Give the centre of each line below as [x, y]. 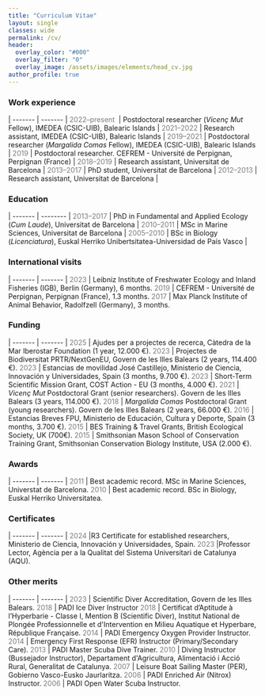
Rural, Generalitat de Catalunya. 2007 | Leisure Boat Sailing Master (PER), [128, 666]
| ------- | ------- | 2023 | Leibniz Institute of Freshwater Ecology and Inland [132, 279]
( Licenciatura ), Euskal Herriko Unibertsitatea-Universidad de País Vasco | [128, 242]
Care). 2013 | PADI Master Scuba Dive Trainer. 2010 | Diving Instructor [122, 649]
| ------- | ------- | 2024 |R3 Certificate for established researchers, [119, 536]
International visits [45, 262]
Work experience [42, 102]
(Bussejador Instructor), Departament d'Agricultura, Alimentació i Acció [124, 658]
